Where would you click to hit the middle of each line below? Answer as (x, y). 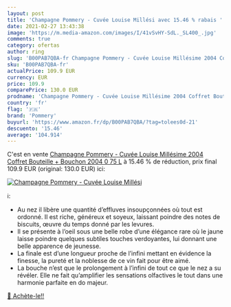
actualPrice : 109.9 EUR (41, 71)
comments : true (29, 39)
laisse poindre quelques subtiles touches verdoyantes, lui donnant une (117, 239)
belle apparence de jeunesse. (59, 246)
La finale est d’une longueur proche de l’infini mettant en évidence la (114, 253)
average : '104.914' (35, 135)
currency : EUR (27, 77)
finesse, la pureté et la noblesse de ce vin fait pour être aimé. (104, 261)
